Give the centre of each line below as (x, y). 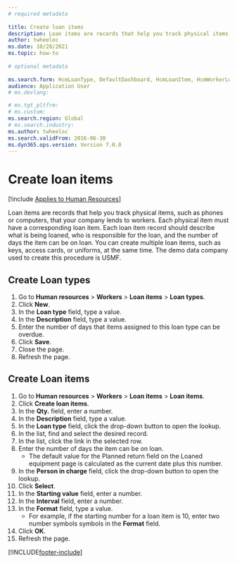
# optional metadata (38, 66)
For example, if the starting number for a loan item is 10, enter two (124, 516)
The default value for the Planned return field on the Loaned (116, 456)
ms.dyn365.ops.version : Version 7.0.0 (65, 145)
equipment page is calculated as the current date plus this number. (126, 464)
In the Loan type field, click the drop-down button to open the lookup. (120, 426)
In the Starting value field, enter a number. (80, 493)
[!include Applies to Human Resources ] (65, 199)
